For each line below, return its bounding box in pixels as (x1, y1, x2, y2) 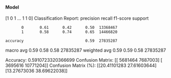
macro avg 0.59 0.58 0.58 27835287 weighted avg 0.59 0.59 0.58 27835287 (5, 47, 166, 53)
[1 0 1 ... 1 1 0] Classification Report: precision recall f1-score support (5, 15, 149, 21)
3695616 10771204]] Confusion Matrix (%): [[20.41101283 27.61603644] (5, 62, 157, 68)
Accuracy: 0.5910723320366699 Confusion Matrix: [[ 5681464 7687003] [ (5, 57, 162, 63)
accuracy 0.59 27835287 (5, 38, 117, 44)
